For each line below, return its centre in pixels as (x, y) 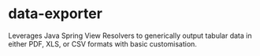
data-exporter (55, 14)
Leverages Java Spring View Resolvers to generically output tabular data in (130, 35)
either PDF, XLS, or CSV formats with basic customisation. (102, 43)
